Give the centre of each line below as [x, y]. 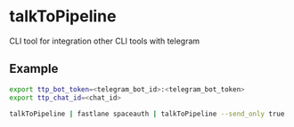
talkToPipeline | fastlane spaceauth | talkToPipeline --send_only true [147, 114]
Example [34, 69]
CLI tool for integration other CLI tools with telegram [105, 41]
